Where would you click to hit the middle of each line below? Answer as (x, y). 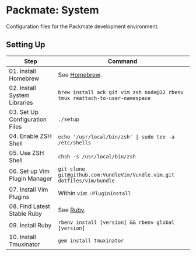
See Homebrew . (80, 75)
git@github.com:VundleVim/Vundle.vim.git (116, 175)
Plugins (19, 196)
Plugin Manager (31, 178)
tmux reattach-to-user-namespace (104, 98)
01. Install (22, 71)
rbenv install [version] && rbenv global (116, 222)
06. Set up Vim (29, 171)
